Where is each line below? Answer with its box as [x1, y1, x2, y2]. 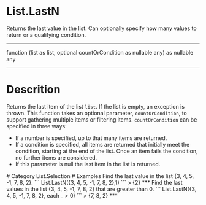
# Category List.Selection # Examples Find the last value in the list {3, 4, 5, [6, 172, 194, 179]
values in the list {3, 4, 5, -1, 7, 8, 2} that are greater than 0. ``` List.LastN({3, [6, 185, 197, 193]
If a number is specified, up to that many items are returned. [15, 134, 167, 142]
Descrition [6, 83, 61, 96]
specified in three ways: [6, 122, 67, 130]
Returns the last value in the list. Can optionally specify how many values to [6, 25, 197, 32]
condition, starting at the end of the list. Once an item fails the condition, [15, 147, 198, 155]
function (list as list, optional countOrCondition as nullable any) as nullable [6, 48, 194, 56]
